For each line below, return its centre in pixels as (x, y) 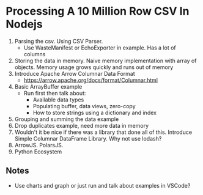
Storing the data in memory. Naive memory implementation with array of (105, 61)
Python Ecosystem (38, 152)
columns (35, 54)
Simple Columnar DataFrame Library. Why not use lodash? (88, 138)
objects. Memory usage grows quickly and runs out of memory (94, 67)
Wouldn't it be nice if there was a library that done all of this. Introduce (103, 132)
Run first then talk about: (55, 93)
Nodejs (24, 24)
